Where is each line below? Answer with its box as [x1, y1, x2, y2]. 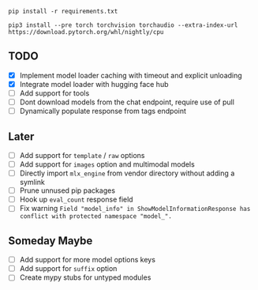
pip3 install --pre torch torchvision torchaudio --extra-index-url [8, 21, 238, 29]
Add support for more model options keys [19, 255, 156, 265]
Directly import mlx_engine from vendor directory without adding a [19, 168, 235, 178]
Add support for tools [19, 88, 90, 98]
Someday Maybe [8, 234, 93, 247]
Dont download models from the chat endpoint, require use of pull [19, 97, 235, 107]
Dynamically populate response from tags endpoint [19, 107, 187, 116]
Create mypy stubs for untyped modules [19, 273, 151, 282]
